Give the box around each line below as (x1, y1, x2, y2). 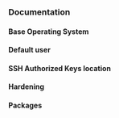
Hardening (8, 82, 45, 91)
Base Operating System (8, 27, 89, 36)
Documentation (8, 6, 71, 18)
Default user (8, 45, 51, 55)
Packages (8, 100, 43, 110)
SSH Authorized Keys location (8, 63, 111, 73)
